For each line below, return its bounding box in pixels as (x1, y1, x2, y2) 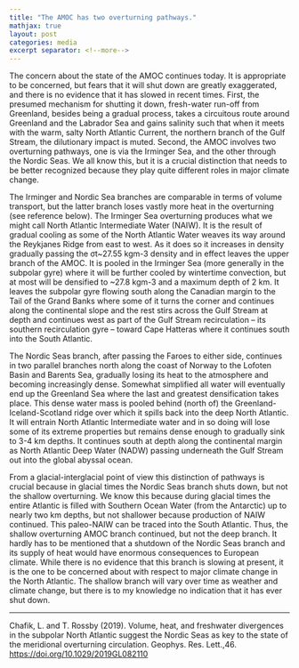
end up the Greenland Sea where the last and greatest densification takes (9, 389, 279, 399)
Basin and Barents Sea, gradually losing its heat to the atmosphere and (9, 370, 269, 381)
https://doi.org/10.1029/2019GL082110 (9, 648, 149, 659)
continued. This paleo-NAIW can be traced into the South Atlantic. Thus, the (9, 519, 289, 530)
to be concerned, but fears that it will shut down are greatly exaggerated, (9, 80, 278, 91)
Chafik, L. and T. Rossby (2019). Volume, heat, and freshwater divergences (9, 620, 285, 632)
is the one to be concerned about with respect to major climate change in (9, 567, 279, 577)
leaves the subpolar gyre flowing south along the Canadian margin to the (9, 286, 276, 297)
